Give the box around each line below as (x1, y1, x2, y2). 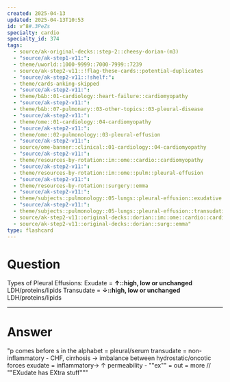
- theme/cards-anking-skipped (13, 80, 99, 87)
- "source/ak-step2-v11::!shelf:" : (13, 73, 115, 81)
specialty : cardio (7, 29, 60, 36)
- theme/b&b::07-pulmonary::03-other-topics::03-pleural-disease (13, 106, 204, 112)
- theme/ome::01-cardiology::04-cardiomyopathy (13, 118, 152, 126)
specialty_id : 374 (7, 36, 60, 43)
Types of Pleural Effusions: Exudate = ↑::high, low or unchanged (7, 279, 193, 287)
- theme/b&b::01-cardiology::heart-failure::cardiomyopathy (13, 93, 188, 100)
